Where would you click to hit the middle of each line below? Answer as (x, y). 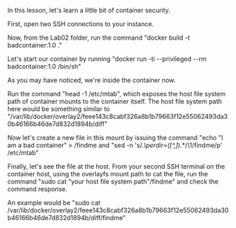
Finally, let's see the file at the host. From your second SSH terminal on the (116, 166)
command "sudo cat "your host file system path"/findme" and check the (113, 181)
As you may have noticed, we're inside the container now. (91, 80)
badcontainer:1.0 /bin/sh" (44, 66)
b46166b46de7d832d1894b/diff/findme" (67, 218)
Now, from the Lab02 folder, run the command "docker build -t (99, 38)
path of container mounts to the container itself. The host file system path (115, 101)
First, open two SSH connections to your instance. (81, 24)
